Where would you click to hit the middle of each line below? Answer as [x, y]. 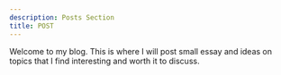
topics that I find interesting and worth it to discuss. [104, 61]
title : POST [32, 26]
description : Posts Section [62, 17]
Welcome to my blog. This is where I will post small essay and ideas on [141, 51]
